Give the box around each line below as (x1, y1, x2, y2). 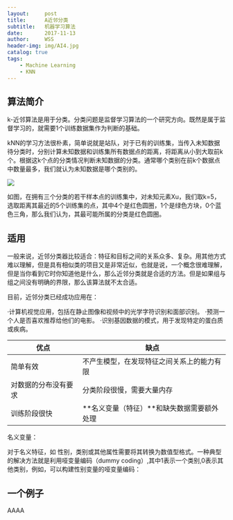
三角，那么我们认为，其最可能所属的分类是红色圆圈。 (12, 210, 165, 219)
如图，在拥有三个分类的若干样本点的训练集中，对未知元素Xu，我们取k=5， (7, 192, 221, 201)
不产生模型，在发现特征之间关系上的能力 (82, 357, 215, 367)
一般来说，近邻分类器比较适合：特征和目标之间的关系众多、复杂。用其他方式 (7, 252, 226, 260)
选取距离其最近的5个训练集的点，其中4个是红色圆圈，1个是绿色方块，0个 (7, 201, 216, 210)
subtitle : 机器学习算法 (7, 23, 76, 30)
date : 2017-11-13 (7, 29, 76, 37)
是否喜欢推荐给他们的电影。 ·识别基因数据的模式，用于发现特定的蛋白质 (19, 317, 223, 325)
